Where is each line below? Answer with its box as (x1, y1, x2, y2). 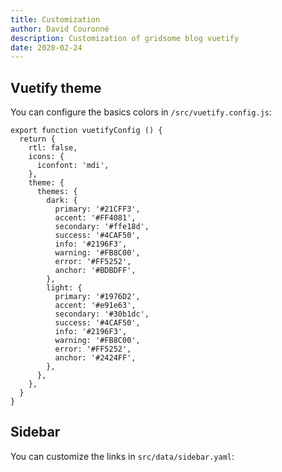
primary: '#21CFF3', (54, 204, 141, 215)
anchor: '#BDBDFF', (54, 266, 137, 276)
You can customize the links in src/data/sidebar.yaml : (10, 450, 235, 462)
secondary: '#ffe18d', (54, 222, 150, 232)
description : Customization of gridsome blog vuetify (10, 33, 240, 43)
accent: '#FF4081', (54, 213, 137, 223)
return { (19, 134, 56, 145)
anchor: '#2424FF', (54, 353, 137, 363)
